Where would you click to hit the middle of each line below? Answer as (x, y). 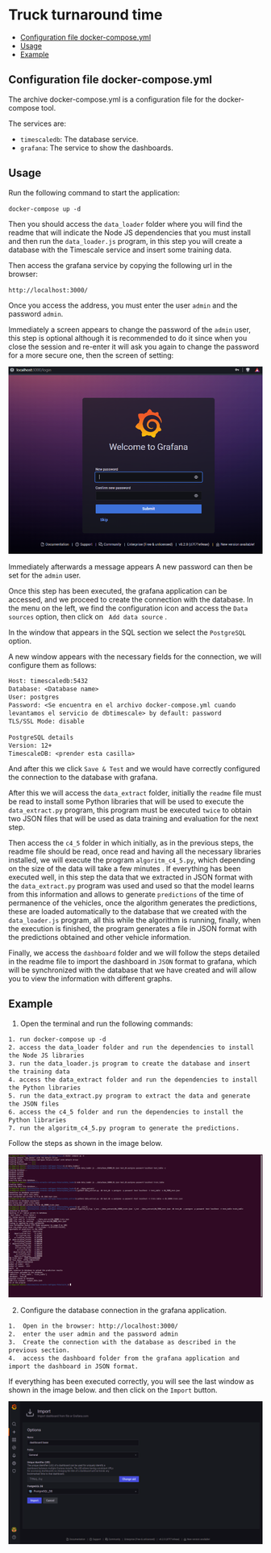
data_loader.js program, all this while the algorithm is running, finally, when (134, 920)
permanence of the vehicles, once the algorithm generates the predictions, (133, 903)
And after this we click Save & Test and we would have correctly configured (134, 768)
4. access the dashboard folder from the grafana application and (124, 1358)
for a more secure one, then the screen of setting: (91, 355)
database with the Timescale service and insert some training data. (120, 250)
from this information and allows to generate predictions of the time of (126, 894)
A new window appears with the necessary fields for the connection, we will (135, 657)
